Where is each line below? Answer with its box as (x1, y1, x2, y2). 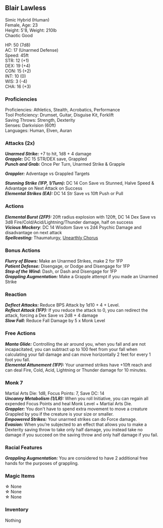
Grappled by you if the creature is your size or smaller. (5, 411, 114, 417)
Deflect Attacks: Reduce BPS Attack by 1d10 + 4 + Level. (5, 302, 120, 308)
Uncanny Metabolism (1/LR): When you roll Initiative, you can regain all (5, 396, 148, 401)
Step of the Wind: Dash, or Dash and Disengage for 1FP (5, 268, 117, 274)
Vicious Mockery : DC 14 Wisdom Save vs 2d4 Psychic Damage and (5, 224, 142, 230)
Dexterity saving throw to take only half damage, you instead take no (5, 426, 143, 432)
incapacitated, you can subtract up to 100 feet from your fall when (5, 346, 138, 352)
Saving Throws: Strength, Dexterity (5, 117, 75, 123)
